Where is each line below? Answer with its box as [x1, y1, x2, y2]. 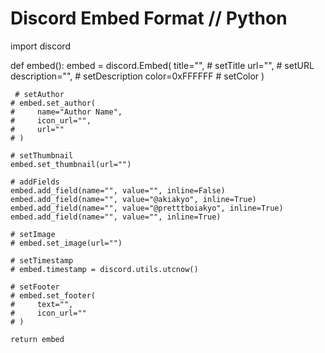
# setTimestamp [10, 255, 74, 266]
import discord [10, 40, 71, 52]
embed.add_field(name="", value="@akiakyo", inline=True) [10, 194, 257, 204]
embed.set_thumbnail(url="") [10, 159, 132, 169]
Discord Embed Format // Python [10, 7, 288, 30]
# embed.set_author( [10, 98, 97, 108]
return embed [10, 334, 65, 344]
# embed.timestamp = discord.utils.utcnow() [10, 264, 199, 274]
